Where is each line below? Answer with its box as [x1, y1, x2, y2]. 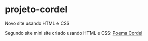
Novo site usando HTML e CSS [5, 20, 70, 26]
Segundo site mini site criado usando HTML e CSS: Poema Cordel [5, 30, 143, 36]
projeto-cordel [5, 4, 68, 15]
